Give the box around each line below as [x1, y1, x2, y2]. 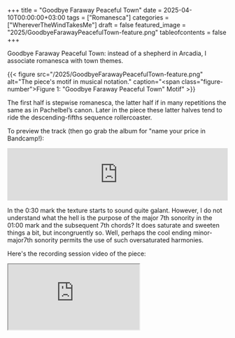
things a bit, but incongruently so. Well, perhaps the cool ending [7, 228, 192, 237]
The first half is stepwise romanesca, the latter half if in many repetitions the [7, 98, 227, 107]
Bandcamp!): [7, 134, 44, 142]
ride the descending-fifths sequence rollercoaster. [7, 113, 152, 122]
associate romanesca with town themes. [7, 57, 124, 65]
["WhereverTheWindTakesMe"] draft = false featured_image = [7, 21, 187, 29]
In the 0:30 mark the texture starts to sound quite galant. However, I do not [7, 206, 222, 214]
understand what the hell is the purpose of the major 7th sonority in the [7, 214, 213, 222]
